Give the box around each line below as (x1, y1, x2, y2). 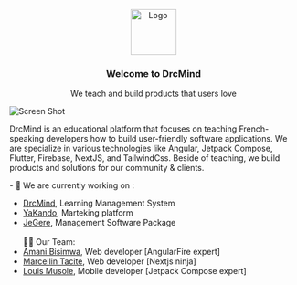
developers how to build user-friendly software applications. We (45, 133, 288, 144)
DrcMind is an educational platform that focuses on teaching (9, 123, 238, 134)
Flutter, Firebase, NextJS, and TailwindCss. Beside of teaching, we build (9, 153, 281, 164)
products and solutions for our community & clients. (9, 163, 205, 174)
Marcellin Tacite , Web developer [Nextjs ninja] (22, 256, 196, 267)
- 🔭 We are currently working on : (9, 180, 135, 191)
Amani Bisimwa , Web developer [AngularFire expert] (22, 247, 221, 258)
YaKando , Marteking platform (22, 207, 134, 218)
